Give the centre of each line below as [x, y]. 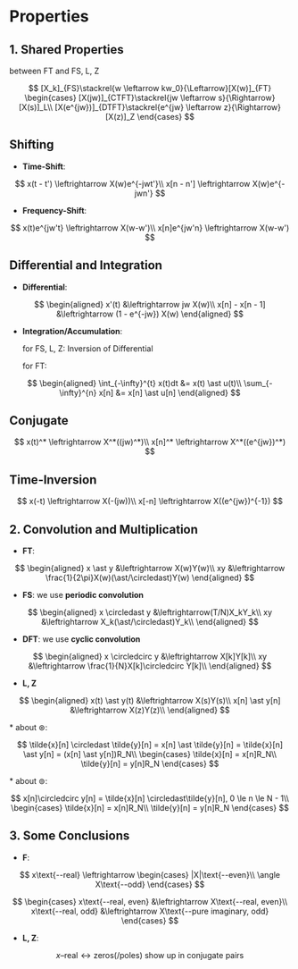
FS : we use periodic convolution [83, 595]
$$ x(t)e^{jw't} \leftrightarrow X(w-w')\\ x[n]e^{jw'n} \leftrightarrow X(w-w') [150, 228]
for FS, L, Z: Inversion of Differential [87, 348]
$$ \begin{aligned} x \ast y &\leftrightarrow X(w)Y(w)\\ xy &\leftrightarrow [150, 569]
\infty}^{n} [78, 392]
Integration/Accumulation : [72, 331]
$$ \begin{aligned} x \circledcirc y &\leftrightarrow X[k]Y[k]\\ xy [150, 657]
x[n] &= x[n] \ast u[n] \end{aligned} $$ [170, 392]
